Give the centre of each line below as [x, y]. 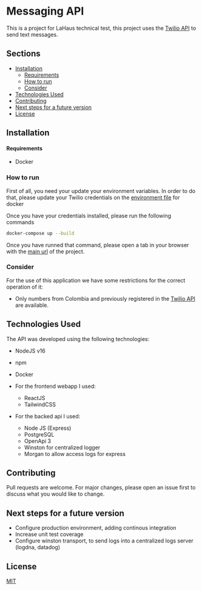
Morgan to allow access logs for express [75, 454]
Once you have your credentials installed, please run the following [89, 216]
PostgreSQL [39, 434]
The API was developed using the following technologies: [78, 339]
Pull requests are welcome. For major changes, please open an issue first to [101, 488]
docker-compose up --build [40, 233]
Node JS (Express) [48, 428]
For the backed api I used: [48, 416]
